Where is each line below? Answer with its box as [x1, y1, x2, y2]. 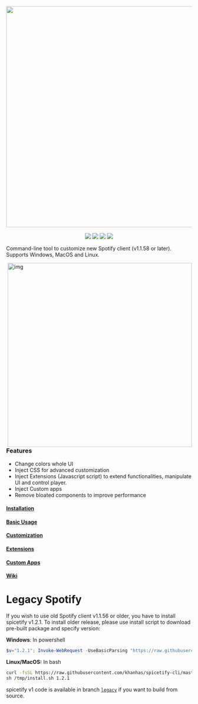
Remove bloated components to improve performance [14, 491, 146, 498]
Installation [6, 505, 34, 512]
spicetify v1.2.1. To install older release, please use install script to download [6, 619, 191, 626]
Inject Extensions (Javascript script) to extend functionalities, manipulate [14, 472, 192, 480]
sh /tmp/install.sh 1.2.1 [6, 675, 70, 681]
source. [6, 692, 25, 699]
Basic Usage [6, 518, 37, 525]
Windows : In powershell [6, 636, 65, 643]
